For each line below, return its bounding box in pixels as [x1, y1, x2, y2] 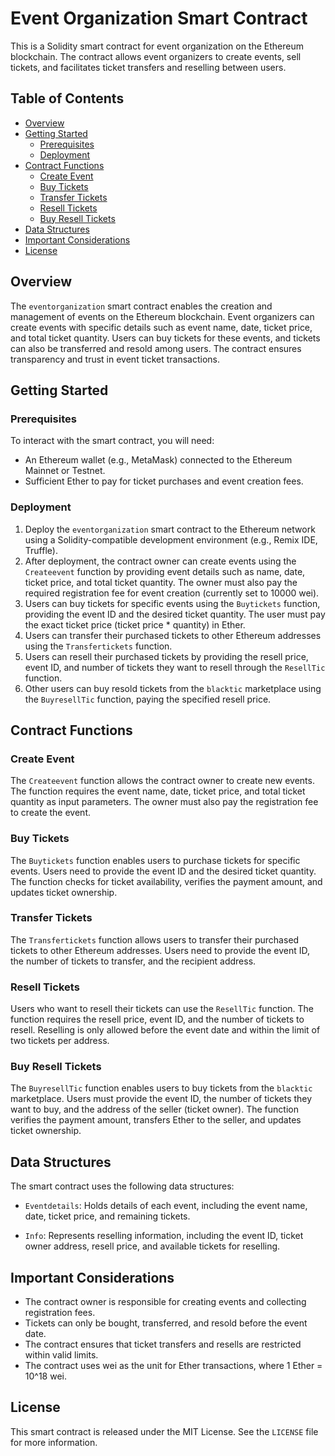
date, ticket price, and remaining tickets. [24, 1210, 191, 1222]
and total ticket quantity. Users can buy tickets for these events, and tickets [10, 332, 321, 344]
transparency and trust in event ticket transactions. [10, 353, 220, 365]
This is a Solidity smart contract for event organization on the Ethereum [10, 40, 304, 52]
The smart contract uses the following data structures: [10, 1180, 235, 1192]
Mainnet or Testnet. [24, 465, 106, 477]
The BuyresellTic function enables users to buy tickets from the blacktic [10, 1082, 313, 1094]
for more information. [10, 1436, 98, 1448]
